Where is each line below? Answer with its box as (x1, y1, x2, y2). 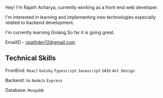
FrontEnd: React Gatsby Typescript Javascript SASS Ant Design (5, 67, 135, 73)
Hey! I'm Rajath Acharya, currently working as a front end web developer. (5, 5, 158, 10)
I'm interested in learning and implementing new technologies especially (5, 14, 156, 20)
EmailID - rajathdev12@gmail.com (5, 39, 76, 45)
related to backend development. (5, 20, 74, 25)
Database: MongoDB (5, 87, 44, 93)
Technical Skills (5, 54, 56, 62)
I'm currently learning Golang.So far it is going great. (5, 29, 115, 35)
